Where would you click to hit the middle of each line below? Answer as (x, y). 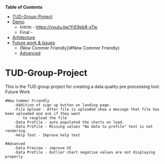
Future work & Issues (33, 43)
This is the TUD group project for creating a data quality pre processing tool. (82, 86)
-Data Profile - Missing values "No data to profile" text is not (83, 126)
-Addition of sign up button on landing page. (63, 105)
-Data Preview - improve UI (43, 148)
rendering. (16, 131)
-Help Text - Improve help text (47, 135)
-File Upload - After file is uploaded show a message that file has (87, 109)
